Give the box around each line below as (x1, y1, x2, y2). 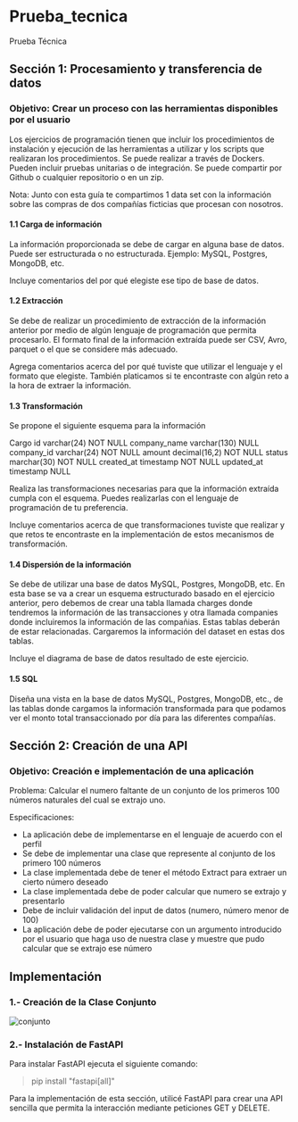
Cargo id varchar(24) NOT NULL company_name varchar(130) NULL (9, 437, 260, 448)
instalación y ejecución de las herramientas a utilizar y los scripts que (9, 143, 265, 154)
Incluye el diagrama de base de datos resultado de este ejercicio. (9, 653, 250, 664)
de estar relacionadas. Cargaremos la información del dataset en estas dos (9, 627, 286, 637)
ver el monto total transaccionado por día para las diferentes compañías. (9, 712, 277, 723)
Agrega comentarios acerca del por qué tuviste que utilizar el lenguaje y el (9, 362, 283, 372)
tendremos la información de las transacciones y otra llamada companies (9, 607, 278, 618)
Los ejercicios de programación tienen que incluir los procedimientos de (9, 134, 275, 145)
